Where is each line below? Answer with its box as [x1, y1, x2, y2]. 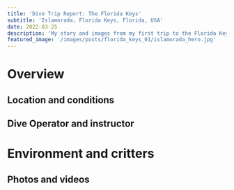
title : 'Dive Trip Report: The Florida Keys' [7, 10, 141, 17]
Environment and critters [7, 146, 155, 161]
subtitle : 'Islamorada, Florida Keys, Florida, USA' [7, 17, 164, 24]
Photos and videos [7, 173, 90, 185]
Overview [7, 66, 65, 82]
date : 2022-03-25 [7, 23, 58, 30]
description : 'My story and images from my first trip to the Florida [7, 29, 217, 37]
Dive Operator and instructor [7, 118, 134, 130]
